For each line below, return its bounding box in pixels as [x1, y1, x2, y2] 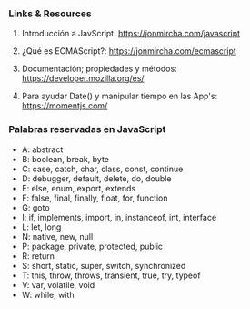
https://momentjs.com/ [21, 100, 108, 111]
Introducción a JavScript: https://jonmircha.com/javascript [21, 28, 241, 39]
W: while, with [21, 289, 75, 300]
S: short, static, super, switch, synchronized [21, 260, 186, 271]
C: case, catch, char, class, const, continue [21, 163, 184, 174]
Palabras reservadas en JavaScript [8, 123, 166, 136]
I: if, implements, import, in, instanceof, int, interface [21, 211, 217, 222]
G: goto [21, 201, 51, 212]
